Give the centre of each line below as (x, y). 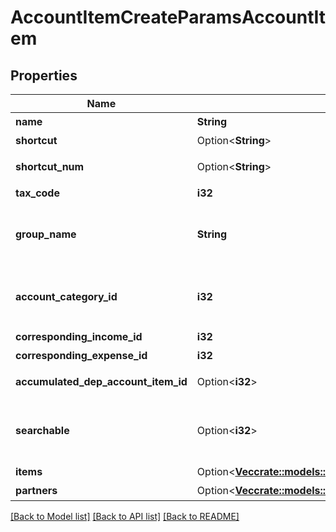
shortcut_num (50, 166)
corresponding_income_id (79, 336)
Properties (44, 75)
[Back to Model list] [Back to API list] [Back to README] (125, 516)
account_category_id (66, 296)
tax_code (37, 193)
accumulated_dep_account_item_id (101, 381)
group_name (46, 234)
